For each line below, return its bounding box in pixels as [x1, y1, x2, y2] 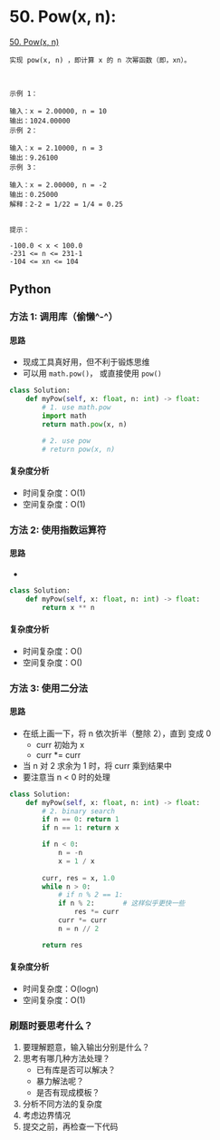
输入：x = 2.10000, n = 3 [9, 143, 103, 152]
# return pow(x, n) [42, 445, 116, 454]
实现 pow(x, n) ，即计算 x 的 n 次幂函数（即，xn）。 [9, 55, 192, 64]
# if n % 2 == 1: [57, 890, 124, 899]
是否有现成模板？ [35, 1087, 100, 1098]
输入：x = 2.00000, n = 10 [9, 106, 107, 115]
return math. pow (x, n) [42, 419, 128, 428]
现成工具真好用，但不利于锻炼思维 [22, 357, 150, 368]
